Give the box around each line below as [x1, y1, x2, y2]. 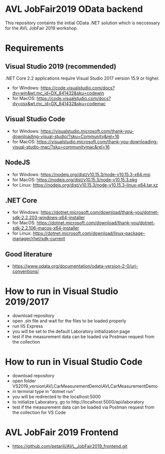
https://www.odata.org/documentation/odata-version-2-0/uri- [12, 263, 138, 269]
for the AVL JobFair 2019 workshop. [5, 25, 78, 31]
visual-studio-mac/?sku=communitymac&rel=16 [12, 144, 110, 150]
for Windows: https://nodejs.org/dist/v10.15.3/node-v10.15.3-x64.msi [12, 171, 151, 177]
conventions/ [12, 268, 39, 274]
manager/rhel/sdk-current [12, 236, 66, 242]
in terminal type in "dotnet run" [12, 389, 75, 395]
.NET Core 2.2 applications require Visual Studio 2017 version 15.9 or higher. [5, 75, 160, 81]
